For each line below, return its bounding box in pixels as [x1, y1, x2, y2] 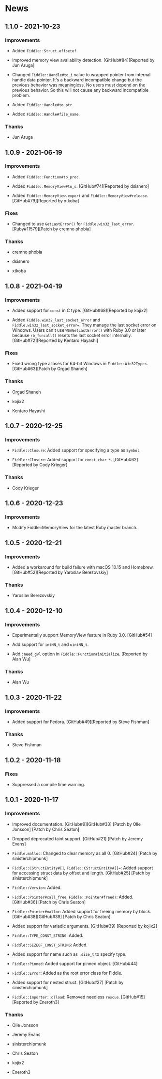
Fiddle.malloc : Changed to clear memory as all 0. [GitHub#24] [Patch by [12, 850, 158, 856]
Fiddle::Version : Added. [12, 885, 62, 890]
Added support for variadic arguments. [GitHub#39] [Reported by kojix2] [12, 923, 157, 929]
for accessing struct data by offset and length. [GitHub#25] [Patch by [12, 870, 151, 876]
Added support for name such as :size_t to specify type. [12, 951, 127, 957]
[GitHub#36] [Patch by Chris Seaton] [12, 899, 86, 905]
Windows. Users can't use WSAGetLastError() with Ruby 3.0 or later [12, 327, 147, 333]
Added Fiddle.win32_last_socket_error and [12, 317, 101, 323]
